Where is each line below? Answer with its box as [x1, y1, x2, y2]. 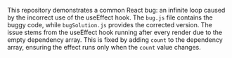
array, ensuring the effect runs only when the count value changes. [7, 43, 202, 51]
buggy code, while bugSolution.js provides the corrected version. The [7, 21, 212, 29]
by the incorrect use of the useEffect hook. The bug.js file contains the [7, 13, 213, 22]
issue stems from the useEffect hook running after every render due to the [7, 28, 223, 36]
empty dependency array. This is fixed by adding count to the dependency [7, 36, 223, 44]
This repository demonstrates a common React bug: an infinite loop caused [7, 6, 226, 14]
